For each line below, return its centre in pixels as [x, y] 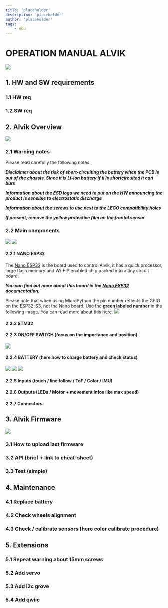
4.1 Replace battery [29, 502]
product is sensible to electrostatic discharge [54, 198]
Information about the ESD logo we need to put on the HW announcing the [84, 193]
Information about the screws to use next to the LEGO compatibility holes [83, 208]
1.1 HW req [18, 97]
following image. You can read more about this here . [59, 312]
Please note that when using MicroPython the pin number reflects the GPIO [83, 300]
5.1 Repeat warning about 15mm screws [54, 559]
